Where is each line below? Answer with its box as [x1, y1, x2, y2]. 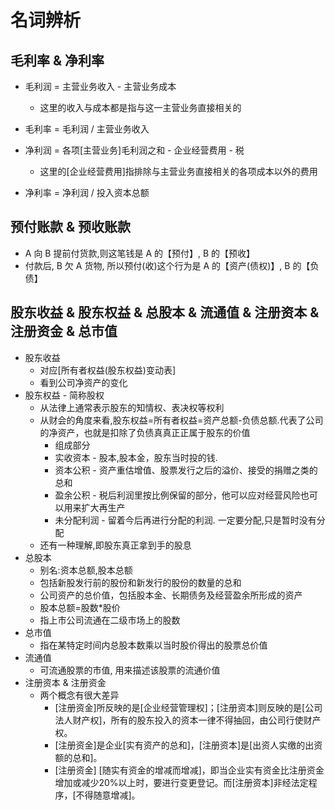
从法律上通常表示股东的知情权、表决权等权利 [39, 401, 225, 413]
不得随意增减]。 [75, 789, 141, 801]
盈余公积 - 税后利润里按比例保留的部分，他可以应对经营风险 [54, 489, 301, 501]
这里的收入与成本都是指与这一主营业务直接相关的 [39, 102, 242, 113]
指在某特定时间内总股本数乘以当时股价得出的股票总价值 [39, 639, 268, 651]
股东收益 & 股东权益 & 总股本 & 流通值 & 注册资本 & [10, 304, 320, 321]
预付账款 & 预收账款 [10, 219, 132, 236]
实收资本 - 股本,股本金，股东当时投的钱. [54, 451, 218, 463]
